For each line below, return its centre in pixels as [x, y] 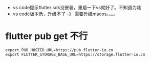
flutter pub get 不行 [47, 36]
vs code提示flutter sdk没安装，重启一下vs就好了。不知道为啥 [77, 7]
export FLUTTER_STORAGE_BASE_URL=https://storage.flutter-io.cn [75, 54]
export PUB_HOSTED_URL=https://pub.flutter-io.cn [59, 50]
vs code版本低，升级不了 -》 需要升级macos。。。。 [65, 14]
